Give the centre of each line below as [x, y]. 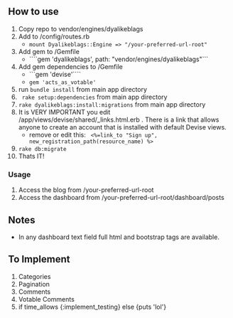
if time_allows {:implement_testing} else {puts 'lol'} [92, 307]
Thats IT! [31, 156]
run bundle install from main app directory [83, 89]
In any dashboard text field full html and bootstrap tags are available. [119, 237]
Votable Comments [47, 299]
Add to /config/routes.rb [54, 36]
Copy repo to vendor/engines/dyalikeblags [81, 28]
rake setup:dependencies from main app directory [94, 97]
